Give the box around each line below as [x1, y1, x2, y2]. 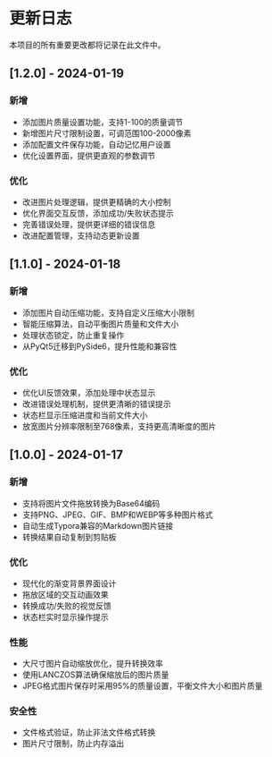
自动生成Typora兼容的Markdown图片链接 [21, 520, 174, 531]
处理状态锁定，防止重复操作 [21, 329, 125, 340]
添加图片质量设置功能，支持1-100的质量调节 [21, 116, 184, 127]
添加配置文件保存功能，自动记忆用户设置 [21, 139, 171, 149]
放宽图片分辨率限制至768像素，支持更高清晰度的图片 [21, 421, 217, 431]
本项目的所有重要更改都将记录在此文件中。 [9, 39, 166, 50]
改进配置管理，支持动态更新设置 [21, 230, 140, 241]
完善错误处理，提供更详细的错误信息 [21, 218, 156, 229]
